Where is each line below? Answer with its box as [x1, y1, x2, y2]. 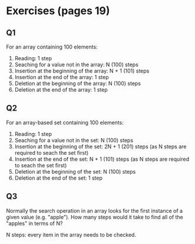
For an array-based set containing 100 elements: [6, 119, 124, 126]
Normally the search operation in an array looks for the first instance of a [6, 207, 183, 214]
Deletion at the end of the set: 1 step [14, 174, 103, 181]
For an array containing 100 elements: [6, 43, 98, 50]
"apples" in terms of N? [6, 220, 63, 227]
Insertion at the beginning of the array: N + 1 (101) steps [14, 67, 150, 74]
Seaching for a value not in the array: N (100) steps [14, 61, 138, 68]
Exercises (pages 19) [6, 4, 110, 18]
